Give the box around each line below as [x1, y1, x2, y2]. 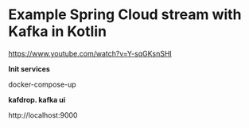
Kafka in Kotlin [8, 22, 107, 41]
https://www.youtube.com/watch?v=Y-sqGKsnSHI [8, 48, 173, 58]
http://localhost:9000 [8, 110, 78, 120]
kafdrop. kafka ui [8, 95, 66, 104]
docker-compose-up [8, 80, 77, 89]
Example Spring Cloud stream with [8, 6, 242, 24]
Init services [8, 64, 50, 73]
